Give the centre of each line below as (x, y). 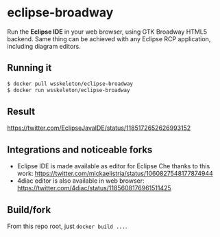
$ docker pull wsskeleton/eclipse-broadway (70, 84)
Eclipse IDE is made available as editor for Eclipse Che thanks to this (113, 166)
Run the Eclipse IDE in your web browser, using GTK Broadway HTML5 (107, 32)
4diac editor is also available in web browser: (81, 181)
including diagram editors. (44, 46)
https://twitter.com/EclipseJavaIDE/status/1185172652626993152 (99, 128)
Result (21, 111)
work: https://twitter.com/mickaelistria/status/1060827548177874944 (115, 174)
